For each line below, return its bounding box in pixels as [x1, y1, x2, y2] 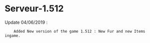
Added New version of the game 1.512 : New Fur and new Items [13, 29, 146, 34]
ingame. [4, 33, 21, 38]
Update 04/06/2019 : [4, 19, 48, 25]
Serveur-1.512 [4, 3, 64, 14]
